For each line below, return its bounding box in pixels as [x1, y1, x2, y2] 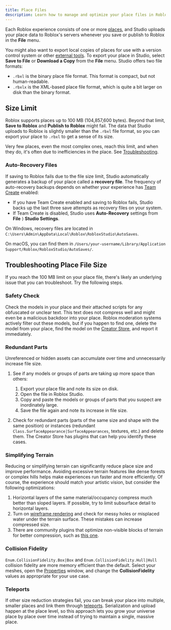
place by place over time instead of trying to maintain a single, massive [5, 613, 154, 619]
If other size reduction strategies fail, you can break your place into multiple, [5, 597, 165, 603]
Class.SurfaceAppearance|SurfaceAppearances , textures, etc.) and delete [12, 428, 164, 434]
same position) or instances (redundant [12, 423, 96, 429]
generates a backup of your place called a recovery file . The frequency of [5, 179, 161, 185]
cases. [12, 439, 27, 445]
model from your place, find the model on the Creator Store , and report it [5, 325, 158, 331]
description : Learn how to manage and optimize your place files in [5, 12, 154, 17]
